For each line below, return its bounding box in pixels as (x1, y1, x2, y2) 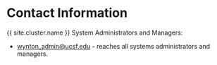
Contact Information (6, 5, 128, 21)
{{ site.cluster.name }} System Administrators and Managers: (6, 28, 183, 37)
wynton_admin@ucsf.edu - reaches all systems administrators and (16, 42, 211, 50)
